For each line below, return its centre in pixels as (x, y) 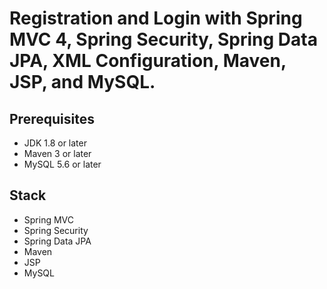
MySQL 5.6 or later (62, 164)
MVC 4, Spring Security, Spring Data (163, 39)
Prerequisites (52, 118)
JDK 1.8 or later (55, 143)
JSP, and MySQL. (82, 82)
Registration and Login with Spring (156, 18)
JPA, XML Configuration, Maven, (148, 61)
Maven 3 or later (57, 153)
